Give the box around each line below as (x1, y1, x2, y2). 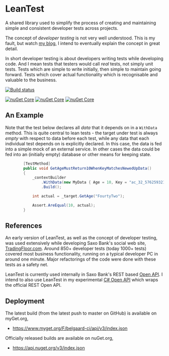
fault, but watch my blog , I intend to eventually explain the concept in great (5, 40, 160, 46)
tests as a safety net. (5, 262, 49, 268)
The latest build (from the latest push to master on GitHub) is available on (5, 310, 157, 316)
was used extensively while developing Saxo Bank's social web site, (5, 240, 146, 246)
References (5, 222, 42, 230)
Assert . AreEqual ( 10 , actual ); (32, 202, 96, 208)
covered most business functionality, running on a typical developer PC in (5, 251, 158, 257)
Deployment (5, 296, 45, 306)
